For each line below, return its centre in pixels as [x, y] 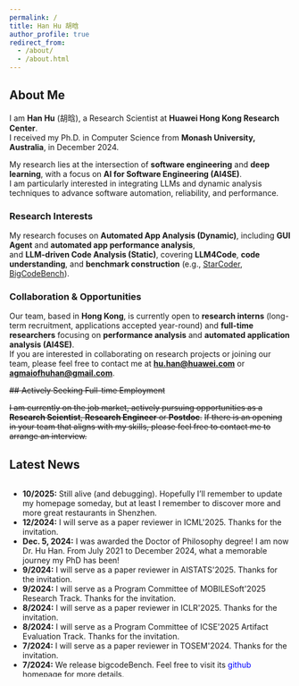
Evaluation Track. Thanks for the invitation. [101, 637]
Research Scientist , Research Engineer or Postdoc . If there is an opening [146, 418]
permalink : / [33, 17]
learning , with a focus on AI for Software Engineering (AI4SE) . [126, 174]
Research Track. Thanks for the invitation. [99, 598]
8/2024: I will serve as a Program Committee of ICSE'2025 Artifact [145, 627]
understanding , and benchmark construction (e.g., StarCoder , [126, 264]
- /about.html [43, 59]
